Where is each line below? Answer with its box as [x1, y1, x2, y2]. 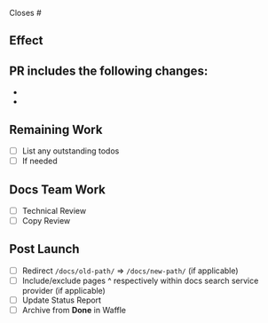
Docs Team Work [9, 182, 106, 197]
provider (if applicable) [21, 286, 106, 296]
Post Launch [9, 241, 80, 256]
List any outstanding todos [21, 146, 120, 156]
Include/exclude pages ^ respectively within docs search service [21, 275, 259, 286]
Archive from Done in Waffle [21, 305, 127, 316]
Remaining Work [9, 122, 103, 137]
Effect [9, 33, 43, 48]
